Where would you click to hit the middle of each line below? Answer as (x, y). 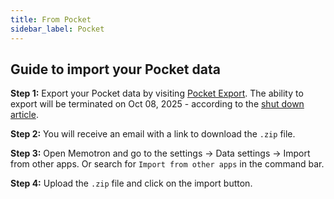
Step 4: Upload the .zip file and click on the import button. (131, 183)
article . (24, 115)
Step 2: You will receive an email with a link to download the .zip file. (153, 134)
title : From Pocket (51, 19)
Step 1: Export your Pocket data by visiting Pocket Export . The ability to (157, 93)
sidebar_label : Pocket (57, 29)
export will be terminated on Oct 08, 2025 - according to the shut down (157, 104)
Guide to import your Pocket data (115, 69)
